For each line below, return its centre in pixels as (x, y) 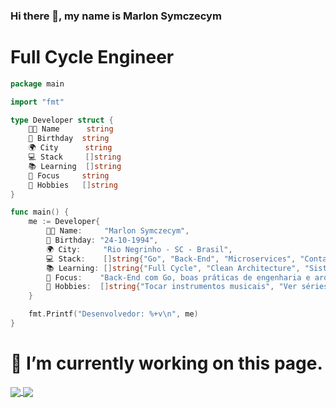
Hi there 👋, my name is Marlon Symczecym (116, 16)
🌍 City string (70, 148)
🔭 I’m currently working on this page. (166, 363)
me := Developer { (64, 222)
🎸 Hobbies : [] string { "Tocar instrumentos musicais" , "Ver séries (187, 287)
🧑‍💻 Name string (71, 129)
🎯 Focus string (69, 175)
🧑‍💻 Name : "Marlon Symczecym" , (118, 231)
